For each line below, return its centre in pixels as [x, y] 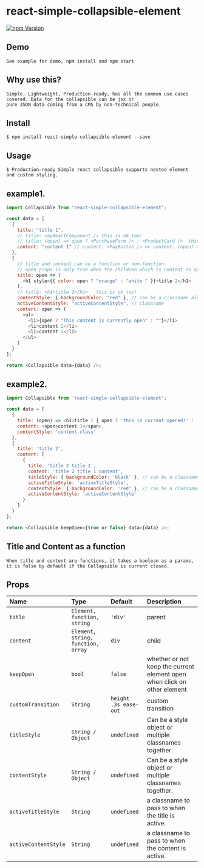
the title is [161, 816]
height [120, 699]
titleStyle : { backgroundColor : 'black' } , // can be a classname [114, 477]
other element [167, 690]
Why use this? [34, 80]
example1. [26, 194]
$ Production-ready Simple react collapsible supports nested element [97, 170]
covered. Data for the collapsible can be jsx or [70, 99]
